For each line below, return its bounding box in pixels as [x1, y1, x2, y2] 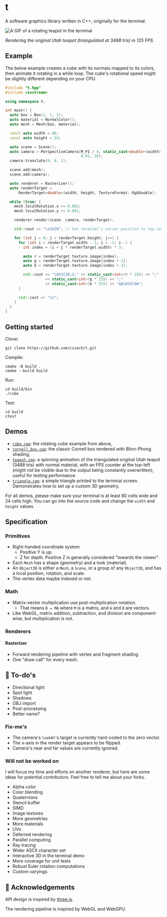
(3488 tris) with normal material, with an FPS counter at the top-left [12, 462, 151, 468]
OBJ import [12, 700, 36, 706]
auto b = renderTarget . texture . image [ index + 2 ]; [23, 263, 128, 268]
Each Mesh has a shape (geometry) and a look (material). [12, 560, 128, 566]
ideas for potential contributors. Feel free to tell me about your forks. [5, 774, 146, 780]
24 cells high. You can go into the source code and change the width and [5, 498, 155, 504]
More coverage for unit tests [12, 858, 71, 864]
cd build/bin [5, 386, 32, 391]
